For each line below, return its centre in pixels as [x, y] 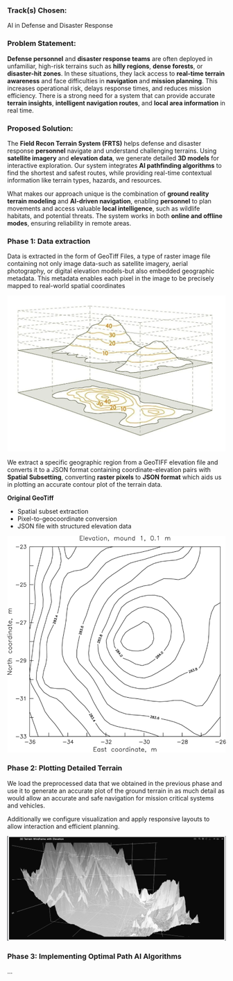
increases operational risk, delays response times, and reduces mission [109, 88]
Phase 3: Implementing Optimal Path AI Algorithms [94, 957]
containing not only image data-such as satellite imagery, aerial [98, 264]
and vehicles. [26, 805]
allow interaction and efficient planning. [63, 826]
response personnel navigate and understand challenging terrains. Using [112, 151]
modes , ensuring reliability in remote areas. [69, 223]
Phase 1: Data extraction [49, 241]
